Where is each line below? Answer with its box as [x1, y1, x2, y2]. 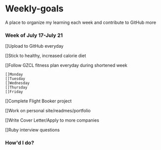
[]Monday [5, 72, 23, 77]
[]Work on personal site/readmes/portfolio [5, 108, 91, 114]
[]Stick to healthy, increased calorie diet [5, 53, 86, 59]
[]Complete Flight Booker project [5, 98, 72, 104]
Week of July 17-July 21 [5, 32, 63, 39]
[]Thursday [5, 85, 28, 90]
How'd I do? [5, 140, 35, 147]
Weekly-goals [5, 3, 64, 14]
